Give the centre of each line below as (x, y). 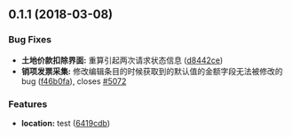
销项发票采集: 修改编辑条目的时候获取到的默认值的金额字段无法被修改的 (152, 71)
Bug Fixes (30, 40)
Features (28, 103)
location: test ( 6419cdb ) (66, 123)
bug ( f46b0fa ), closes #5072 (74, 81)
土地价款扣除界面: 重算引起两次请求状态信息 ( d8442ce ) (122, 60)
